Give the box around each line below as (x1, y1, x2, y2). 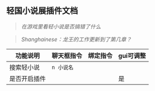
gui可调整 (118, 51, 147, 60)
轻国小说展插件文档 (6, 5, 78, 16)
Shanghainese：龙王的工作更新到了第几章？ (21, 36, 132, 43)
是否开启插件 (9, 74, 47, 83)
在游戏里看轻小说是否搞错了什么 (21, 23, 101, 30)
